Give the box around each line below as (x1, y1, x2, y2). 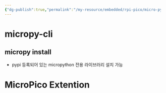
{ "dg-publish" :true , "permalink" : (4, 7, 74, 12)
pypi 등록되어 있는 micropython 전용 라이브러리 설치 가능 (11, 62, 123, 67)
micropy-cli (4, 28, 53, 39)
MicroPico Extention (4, 79, 90, 90)
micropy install (4, 48, 52, 57)
